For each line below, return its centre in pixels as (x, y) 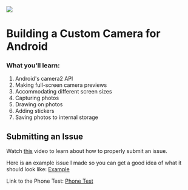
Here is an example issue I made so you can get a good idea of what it (94, 163)
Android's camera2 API (44, 79)
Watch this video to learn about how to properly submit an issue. (87, 151)
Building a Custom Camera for (83, 34)
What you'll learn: (33, 66)
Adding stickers (35, 111)
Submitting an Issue (45, 136)
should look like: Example (38, 169)
